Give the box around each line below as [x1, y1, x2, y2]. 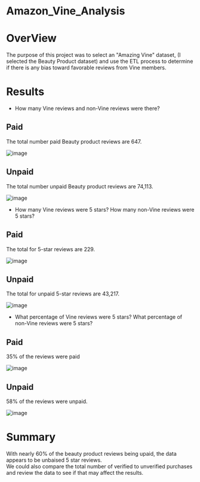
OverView [6, 32, 57, 45]
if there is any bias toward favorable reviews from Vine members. [6, 64, 167, 71]
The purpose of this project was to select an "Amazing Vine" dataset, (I [6, 51, 181, 59]
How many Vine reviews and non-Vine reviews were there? [14, 105, 160, 112]
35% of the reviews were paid [6, 353, 81, 360]
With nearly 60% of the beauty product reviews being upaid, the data [6, 450, 177, 457]
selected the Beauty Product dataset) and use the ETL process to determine [6, 58, 193, 65]
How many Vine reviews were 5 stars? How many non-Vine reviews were [14, 206, 195, 213]
